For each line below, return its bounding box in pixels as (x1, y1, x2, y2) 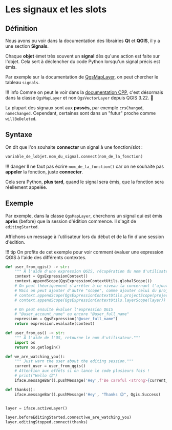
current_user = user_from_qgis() (14, 363, 86, 369)
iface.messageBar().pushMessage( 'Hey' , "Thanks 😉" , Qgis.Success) (14, 392, 161, 397)
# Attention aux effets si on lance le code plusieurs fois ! (14, 368, 150, 374)
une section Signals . (5, 43, 49, 49)
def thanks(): (5, 387, 36, 392)
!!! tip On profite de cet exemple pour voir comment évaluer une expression (5, 249, 164, 255)
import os (14, 340, 36, 345)
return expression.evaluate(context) (14, 321, 95, 326)
